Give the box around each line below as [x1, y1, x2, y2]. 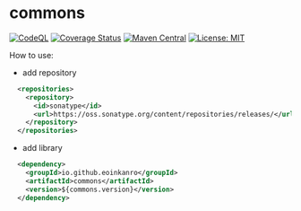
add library [21, 143, 63, 154]
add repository [21, 66, 77, 78]
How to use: [9, 49, 54, 60]
